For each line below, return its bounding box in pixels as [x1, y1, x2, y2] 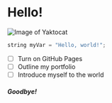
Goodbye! [7, 87, 38, 96]
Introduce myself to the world [17, 70, 104, 79]
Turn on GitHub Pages [17, 54, 83, 63]
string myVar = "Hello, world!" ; [7, 41, 106, 48]
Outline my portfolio [17, 62, 76, 71]
